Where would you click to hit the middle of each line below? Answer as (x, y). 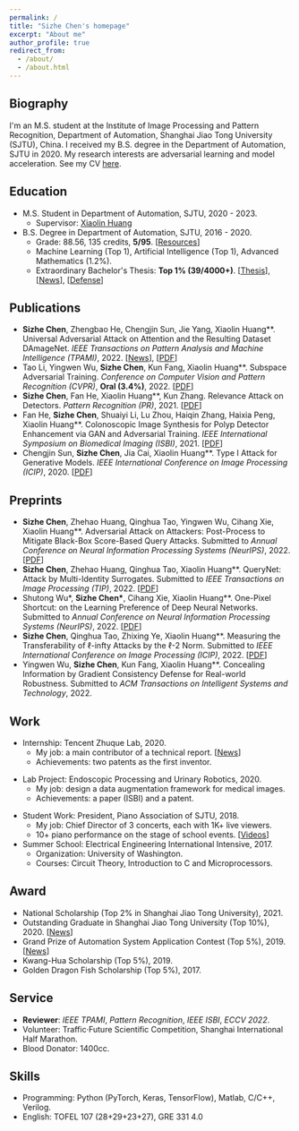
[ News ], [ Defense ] (70, 279)
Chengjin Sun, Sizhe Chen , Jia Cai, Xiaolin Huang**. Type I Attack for (149, 453)
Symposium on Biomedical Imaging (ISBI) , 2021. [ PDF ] (123, 443)
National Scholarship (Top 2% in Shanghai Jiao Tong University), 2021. (153, 913)
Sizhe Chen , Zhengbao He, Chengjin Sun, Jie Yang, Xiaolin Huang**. (149, 330)
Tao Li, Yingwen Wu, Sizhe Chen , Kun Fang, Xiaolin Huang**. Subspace (154, 367)
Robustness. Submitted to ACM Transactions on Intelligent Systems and (155, 684)
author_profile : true (50, 43)
